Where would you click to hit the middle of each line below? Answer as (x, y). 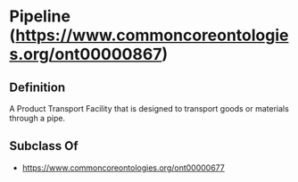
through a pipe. (37, 118)
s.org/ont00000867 (86, 54)
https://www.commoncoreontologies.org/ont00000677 (123, 168)
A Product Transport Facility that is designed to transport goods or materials (149, 108)
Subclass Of (44, 146)
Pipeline (40, 17)
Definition (37, 87)
